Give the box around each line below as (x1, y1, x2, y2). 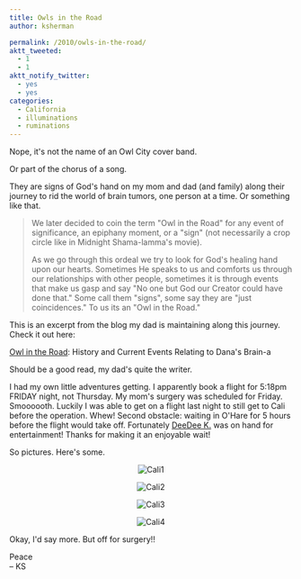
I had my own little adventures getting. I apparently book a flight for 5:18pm (9, 382, 288, 393)
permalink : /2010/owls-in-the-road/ (9, 38, 146, 47)
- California (17, 104, 66, 113)
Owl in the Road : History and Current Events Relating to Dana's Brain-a (9, 347, 271, 357)
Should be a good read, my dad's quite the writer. (9, 364, 193, 375)
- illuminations (17, 113, 78, 122)
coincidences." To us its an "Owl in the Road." (31, 303, 200, 313)
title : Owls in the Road (9, 13, 102, 23)
